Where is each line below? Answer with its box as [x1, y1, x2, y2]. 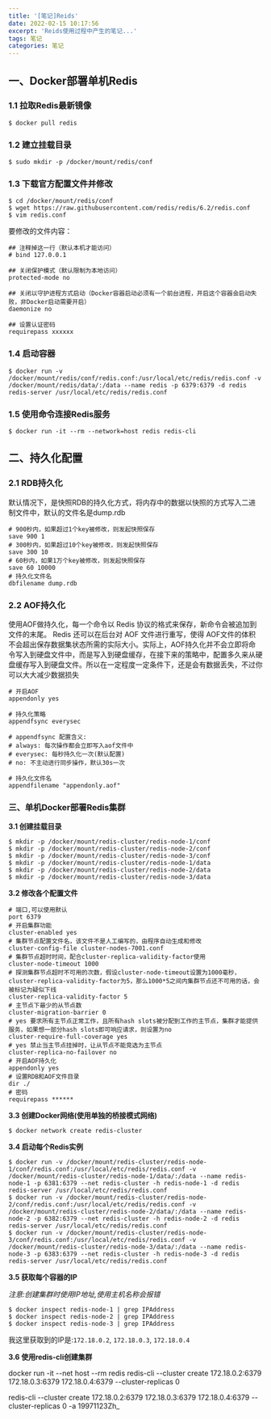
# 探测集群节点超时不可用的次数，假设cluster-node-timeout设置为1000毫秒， [8, 969, 240, 977]
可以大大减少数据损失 [8, 669, 79, 679]
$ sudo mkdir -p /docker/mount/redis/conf [8, 158, 153, 167]
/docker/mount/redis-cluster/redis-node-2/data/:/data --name [8, 1208, 222, 1216]
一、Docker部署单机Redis [8, 74, 138, 87]
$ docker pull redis [8, 119, 78, 127]
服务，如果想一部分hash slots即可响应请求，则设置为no [8, 1026, 172, 1034]
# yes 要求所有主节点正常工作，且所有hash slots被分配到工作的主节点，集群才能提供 [8, 1017, 259, 1025]
